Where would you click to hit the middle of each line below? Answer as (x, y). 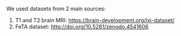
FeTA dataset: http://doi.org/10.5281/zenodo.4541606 (82, 27)
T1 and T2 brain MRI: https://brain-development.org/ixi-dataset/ (95, 20)
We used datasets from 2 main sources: (56, 9)
